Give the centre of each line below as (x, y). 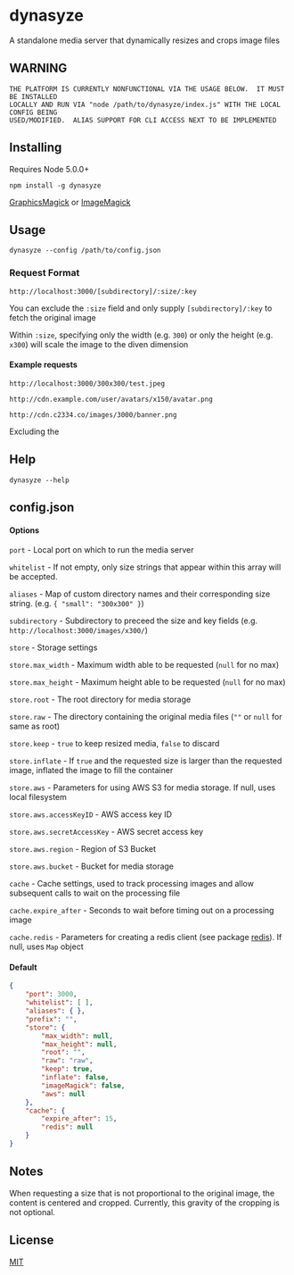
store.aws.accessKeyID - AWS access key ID (90, 814)
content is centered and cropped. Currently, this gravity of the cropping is (145, 1203)
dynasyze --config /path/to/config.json (86, 251)
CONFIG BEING (33, 112)
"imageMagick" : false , (83, 1086)
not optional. (33, 1212)
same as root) (35, 726)
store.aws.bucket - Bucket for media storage (92, 866)
